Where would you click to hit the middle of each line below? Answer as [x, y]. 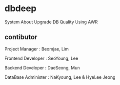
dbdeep [20, 8]
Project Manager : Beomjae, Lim [37, 49]
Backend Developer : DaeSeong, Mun [42, 68]
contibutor [21, 37]
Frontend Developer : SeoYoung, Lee [41, 58]
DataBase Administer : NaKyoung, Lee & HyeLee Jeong [60, 77]
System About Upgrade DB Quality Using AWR [51, 22]
